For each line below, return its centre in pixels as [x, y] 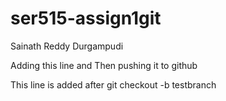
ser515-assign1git [86, 18]
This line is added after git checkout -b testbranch [113, 84]
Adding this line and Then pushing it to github [104, 65]
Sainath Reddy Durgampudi [67, 46]
